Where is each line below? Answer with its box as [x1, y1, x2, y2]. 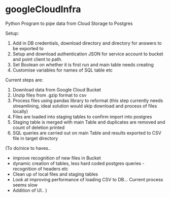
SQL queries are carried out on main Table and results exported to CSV [12, 129, 161, 136]
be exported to [12, 45, 44, 51]
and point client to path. [12, 56, 62, 62]
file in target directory [12, 135, 58, 141]
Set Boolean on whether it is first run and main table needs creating [12, 61, 154, 68]
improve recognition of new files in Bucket [12, 155, 101, 161]
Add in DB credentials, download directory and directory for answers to [12, 40, 162, 46]
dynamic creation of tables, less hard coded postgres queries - [12, 160, 145, 166]
